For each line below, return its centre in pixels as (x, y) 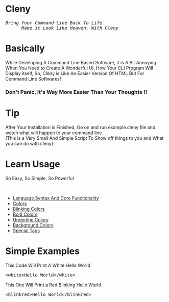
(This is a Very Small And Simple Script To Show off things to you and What (84, 138)
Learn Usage (33, 164)
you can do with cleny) (29, 143)
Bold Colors (25, 214)
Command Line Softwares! (33, 79)
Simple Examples (43, 251)
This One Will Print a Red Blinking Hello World (53, 285)
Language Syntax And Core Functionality (56, 198)
